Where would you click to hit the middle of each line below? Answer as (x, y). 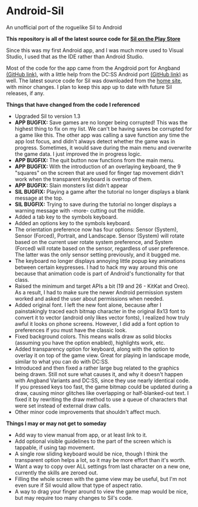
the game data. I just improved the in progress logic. (78, 154)
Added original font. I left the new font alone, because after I (88, 305)
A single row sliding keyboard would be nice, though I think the (91, 454)
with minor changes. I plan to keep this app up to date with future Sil (89, 86)
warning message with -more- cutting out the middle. (80, 210)
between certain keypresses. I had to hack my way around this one (96, 267)
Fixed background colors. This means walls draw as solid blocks (93, 336)
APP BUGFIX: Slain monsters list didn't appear (71, 185)
